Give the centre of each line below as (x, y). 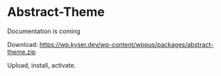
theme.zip (22, 52)
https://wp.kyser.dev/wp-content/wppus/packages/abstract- (126, 44)
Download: (23, 44)
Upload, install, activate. (42, 65)
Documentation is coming (44, 31)
